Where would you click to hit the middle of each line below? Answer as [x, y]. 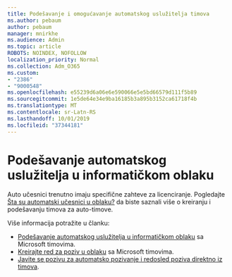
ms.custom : [23, 73]
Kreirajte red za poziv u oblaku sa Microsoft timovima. [96, 252]
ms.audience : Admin [36, 40]
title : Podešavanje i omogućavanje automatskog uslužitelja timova [109, 14]
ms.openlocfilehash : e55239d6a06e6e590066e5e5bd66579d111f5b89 [102, 92]
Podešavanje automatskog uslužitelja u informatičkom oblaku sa [111, 237]
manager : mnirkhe [33, 33]
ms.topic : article [34, 47]
